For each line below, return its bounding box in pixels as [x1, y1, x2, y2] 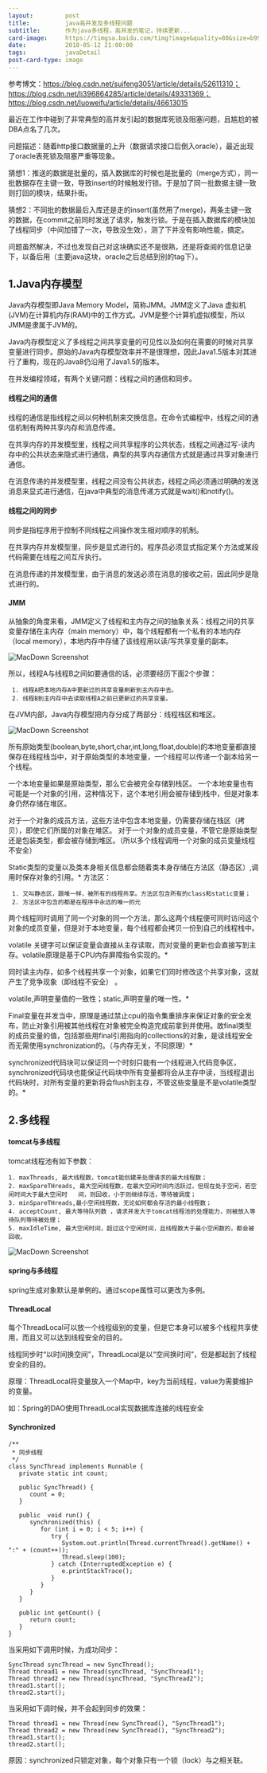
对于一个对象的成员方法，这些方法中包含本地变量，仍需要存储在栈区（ [8, 816, 238, 826]
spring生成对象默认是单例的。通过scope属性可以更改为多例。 [8, 1285, 210, 1295]
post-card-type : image [8, 57, 83, 65]
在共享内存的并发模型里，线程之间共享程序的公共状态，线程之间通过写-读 [8, 439, 249, 449]
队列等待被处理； [14, 1216, 62, 1224]
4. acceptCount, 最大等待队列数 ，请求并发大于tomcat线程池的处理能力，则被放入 [8, 1207, 250, 1215]
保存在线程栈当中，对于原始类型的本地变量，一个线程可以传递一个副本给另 [8, 752, 252, 762]
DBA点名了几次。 [8, 124, 65, 134]
